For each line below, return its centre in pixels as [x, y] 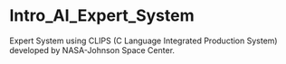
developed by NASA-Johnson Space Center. [92, 50]
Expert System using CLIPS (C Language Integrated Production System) [143, 41]
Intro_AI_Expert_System [102, 16]
